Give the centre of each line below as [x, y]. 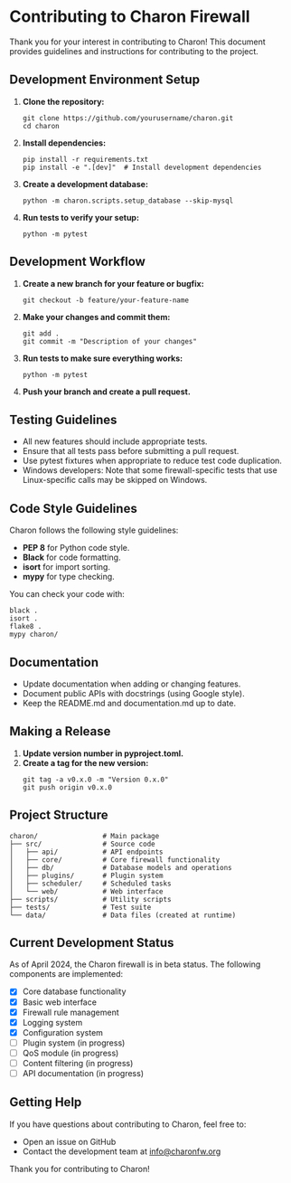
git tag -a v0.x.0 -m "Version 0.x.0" [95, 780]
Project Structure [59, 815]
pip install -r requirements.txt [85, 159]
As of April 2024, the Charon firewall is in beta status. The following [135, 964]
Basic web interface [60, 1002]
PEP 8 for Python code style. [76, 548]
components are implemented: [66, 974]
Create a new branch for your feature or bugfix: [113, 283]
